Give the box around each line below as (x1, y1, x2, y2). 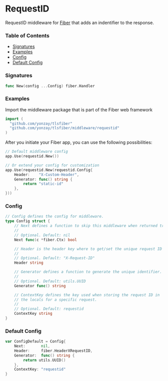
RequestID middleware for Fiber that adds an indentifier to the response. (5, 20, 154, 26)
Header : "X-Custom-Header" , (14, 172, 79, 177)
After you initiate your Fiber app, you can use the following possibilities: (5, 139, 152, 145)
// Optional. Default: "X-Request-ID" (14, 256, 95, 261)
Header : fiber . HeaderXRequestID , (14, 348, 93, 353)
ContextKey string (14, 311, 52, 316)
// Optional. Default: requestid (14, 306, 84, 311)
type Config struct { (5, 219, 50, 224)
